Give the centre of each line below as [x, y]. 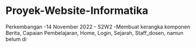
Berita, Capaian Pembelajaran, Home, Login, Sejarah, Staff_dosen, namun [94, 32]
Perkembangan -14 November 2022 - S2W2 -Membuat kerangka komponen [98, 27]
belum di [16, 39]
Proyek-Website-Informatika [77, 11]
